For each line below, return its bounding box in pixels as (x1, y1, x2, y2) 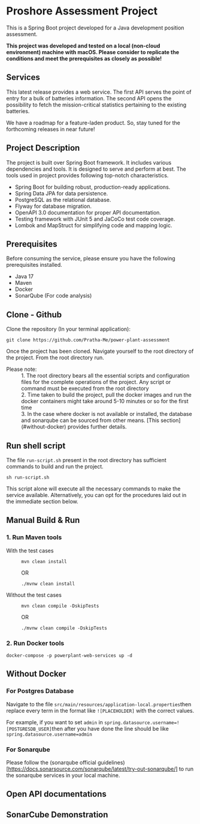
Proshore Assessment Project (6, 4, 157, 18)
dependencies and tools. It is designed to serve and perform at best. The (6, 165, 187, 172)
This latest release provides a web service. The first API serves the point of (6, 88, 192, 96)
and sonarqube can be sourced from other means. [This (21, 417, 160, 424)
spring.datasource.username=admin (6, 731, 93, 737)
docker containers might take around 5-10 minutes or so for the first (21, 398, 189, 405)
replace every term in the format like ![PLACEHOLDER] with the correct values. (6, 707, 195, 714)
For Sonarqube (6, 745, 50, 754)
